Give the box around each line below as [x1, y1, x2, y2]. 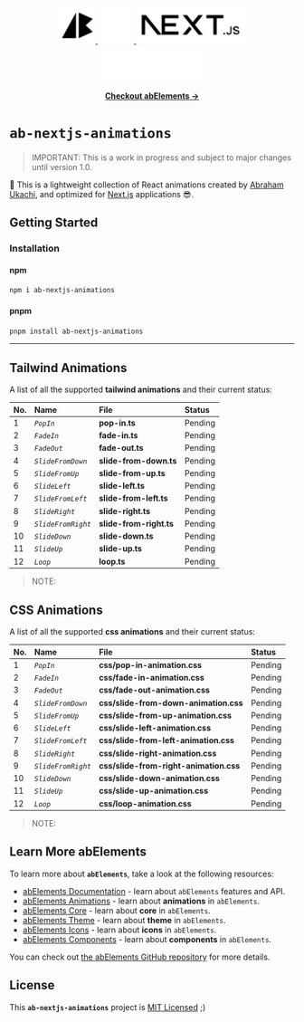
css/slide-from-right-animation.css [99, 759, 241, 771]
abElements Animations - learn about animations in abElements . [22, 895, 261, 906]
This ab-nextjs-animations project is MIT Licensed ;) [9, 1001, 206, 1012]
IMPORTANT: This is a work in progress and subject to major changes [31, 152, 292, 163]
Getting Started [9, 215, 99, 231]
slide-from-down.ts [99, 455, 177, 466]
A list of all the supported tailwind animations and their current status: [9, 384, 273, 396]
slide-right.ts [99, 505, 151, 516]
